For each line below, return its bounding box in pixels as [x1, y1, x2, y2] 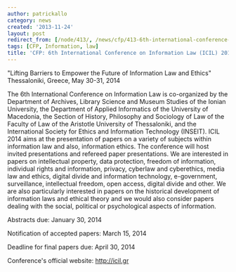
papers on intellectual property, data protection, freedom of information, [7, 157, 216, 165]
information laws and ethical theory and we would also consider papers [7, 194, 214, 202]
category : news [7, 17, 52, 24]
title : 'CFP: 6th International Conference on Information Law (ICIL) [7, 50, 218, 57]
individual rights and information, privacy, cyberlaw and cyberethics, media [7, 164, 225, 173]
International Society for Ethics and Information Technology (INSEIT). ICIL [7, 127, 220, 136]
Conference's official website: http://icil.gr [7, 256, 129, 264]
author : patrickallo [7, 10, 68, 18]
